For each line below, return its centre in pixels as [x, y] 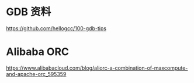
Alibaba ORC [37, 52]
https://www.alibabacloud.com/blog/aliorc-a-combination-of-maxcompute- [97, 68]
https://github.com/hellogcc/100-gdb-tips [56, 28]
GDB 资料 [29, 12]
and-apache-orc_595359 [36, 74]
